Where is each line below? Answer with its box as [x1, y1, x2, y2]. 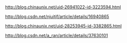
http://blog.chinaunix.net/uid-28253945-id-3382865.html [5, 23, 122, 29]
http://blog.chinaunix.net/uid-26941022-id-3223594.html [5, 4, 122, 10]
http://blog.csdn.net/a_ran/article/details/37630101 [5, 33, 108, 38]
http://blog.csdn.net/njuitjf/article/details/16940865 [5, 14, 109, 19]
